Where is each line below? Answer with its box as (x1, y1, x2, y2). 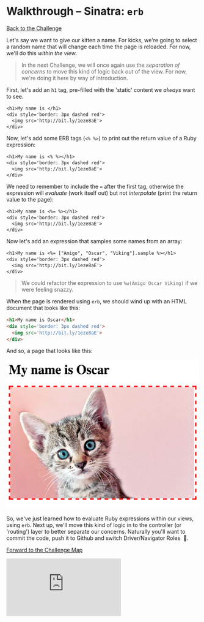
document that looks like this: (6, 304, 81, 311)
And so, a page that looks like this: (6, 347, 93, 355)
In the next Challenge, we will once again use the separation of (21, 61, 180, 69)
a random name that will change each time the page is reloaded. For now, (6, 43, 191, 50)
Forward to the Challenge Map (6, 546, 83, 553)
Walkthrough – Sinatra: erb (6, 4, 144, 18)
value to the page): (6, 195, 54, 203)
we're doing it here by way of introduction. (21, 74, 128, 82)
